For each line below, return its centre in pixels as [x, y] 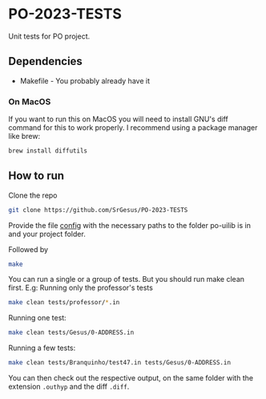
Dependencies [45, 61]
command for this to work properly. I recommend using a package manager [133, 128]
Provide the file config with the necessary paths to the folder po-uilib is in [129, 225]
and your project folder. [47, 234]
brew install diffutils [48, 151]
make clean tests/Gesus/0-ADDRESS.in [71, 333]
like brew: [24, 136]
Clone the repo [33, 195]
